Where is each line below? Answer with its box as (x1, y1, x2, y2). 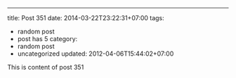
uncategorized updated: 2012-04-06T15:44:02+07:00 (17, 49, 174, 58)
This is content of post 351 (7, 63, 84, 71)
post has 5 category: (17, 35, 78, 42)
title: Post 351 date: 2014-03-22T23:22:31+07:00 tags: (7, 14, 165, 22)
